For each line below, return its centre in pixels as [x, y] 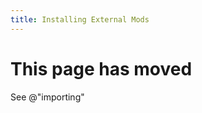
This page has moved [101, 68]
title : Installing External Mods [80, 19]
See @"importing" [47, 97]
